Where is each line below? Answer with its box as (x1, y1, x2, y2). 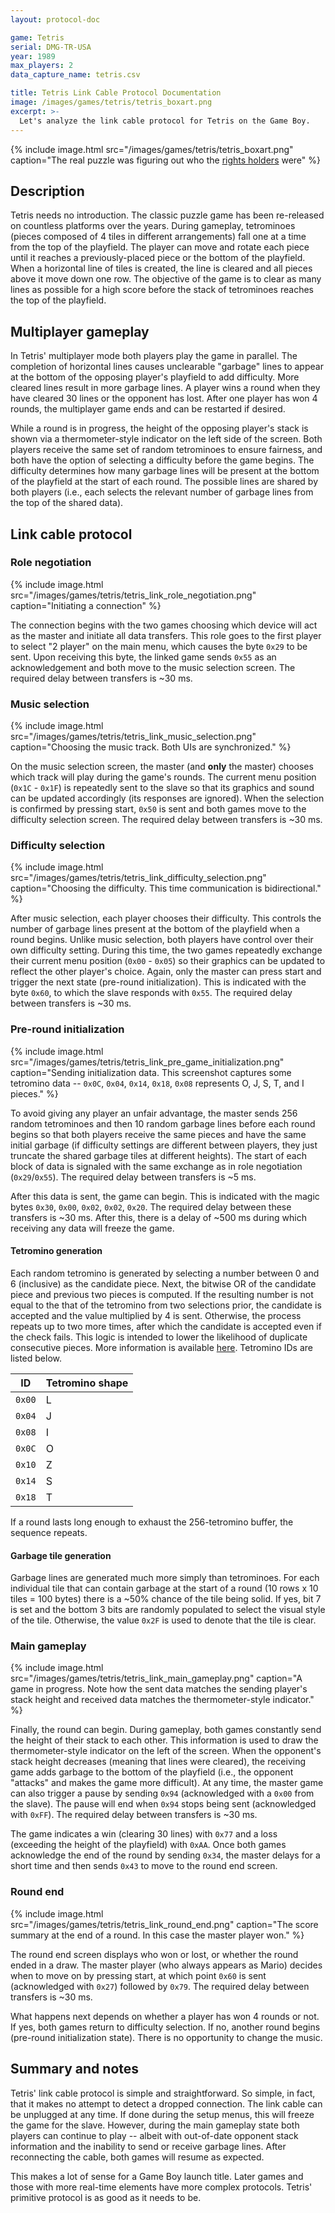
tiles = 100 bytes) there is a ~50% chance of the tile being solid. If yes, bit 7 (10, 1593, 322, 1605)
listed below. (10, 1352, 63, 1364)
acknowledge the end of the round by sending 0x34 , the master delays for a (10, 1849, 321, 1861)
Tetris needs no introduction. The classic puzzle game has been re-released (10, 209, 325, 221)
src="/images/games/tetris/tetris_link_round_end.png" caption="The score (10, 1918, 319, 1930)
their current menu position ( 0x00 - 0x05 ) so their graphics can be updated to (10, 955, 326, 967)
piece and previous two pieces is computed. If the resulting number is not (10, 1288, 314, 1300)
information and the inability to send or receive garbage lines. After (10, 2140, 287, 2152)
